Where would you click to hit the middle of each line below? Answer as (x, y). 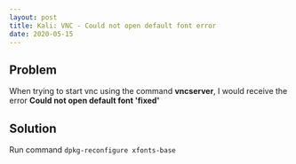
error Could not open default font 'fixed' (84, 101)
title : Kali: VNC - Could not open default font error (113, 26)
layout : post (33, 17)
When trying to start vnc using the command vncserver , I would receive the (148, 91)
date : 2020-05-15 (41, 34)
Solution (33, 128)
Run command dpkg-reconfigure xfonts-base (92, 150)
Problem (33, 70)
